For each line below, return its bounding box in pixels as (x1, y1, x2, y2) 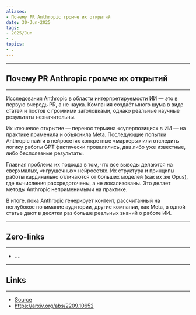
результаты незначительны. (6, 113, 76, 120)
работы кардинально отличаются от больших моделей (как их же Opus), (6, 173, 188, 180)
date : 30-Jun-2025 (6, 19, 51, 25)
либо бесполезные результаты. (6, 150, 85, 157)
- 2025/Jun (6, 30, 33, 36)
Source (14, 296, 32, 303)
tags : (6, 25, 19, 31)
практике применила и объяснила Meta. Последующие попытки (6, 131, 167, 138)
